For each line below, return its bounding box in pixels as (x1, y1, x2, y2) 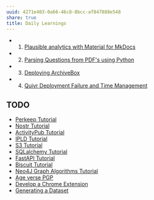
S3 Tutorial (15, 142, 43, 149)
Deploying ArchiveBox (24, 69, 80, 77)
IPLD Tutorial (15, 135, 47, 143)
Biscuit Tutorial (15, 161, 53, 168)
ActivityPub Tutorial (15, 129, 65, 136)
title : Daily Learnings (6, 20, 67, 26)
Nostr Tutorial (15, 122, 50, 129)
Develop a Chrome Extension (15, 181, 88, 188)
